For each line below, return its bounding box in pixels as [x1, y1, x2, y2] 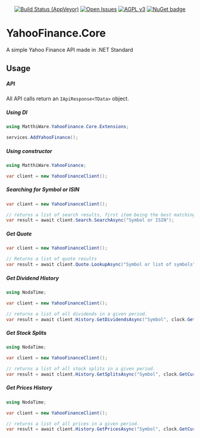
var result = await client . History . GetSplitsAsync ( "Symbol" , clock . [6, 371, 180, 377]
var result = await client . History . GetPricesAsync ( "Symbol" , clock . [6, 426, 180, 432]
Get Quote [6, 230, 32, 237]
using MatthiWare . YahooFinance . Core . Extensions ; [6, 124, 129, 130]
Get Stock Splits [6, 329, 47, 336]
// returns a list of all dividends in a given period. [6, 310, 148, 317]
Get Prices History [6, 384, 52, 392]
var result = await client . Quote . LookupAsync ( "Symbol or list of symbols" [6, 262, 196, 268]
